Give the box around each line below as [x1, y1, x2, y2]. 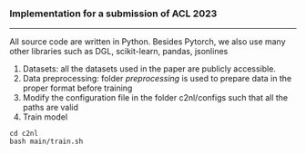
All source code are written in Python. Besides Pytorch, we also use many [9, 36, 286, 47]
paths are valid [22, 102, 79, 113]
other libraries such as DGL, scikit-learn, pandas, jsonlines [9, 46, 229, 57]
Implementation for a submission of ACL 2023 [9, 7, 218, 20]
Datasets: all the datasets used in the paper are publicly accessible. [22, 63, 276, 74]
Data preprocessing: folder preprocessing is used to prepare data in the [22, 73, 292, 84]
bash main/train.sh [9, 137, 84, 147]
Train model [22, 111, 68, 122]
